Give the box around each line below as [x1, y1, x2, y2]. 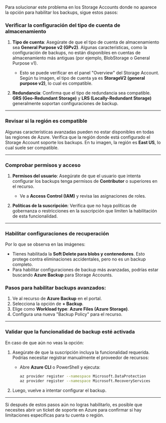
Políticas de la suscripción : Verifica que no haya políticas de [12, 203, 137, 209]
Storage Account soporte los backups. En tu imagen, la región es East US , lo [5, 139, 161, 145]
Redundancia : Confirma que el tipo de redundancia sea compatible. [12, 90, 151, 96]
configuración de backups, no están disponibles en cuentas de [12, 50, 141, 56]
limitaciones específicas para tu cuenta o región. [5, 412, 104, 418]
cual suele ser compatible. [5, 145, 59, 151]
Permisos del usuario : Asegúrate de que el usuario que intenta [12, 173, 141, 179]
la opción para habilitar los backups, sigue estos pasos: [5, 9, 119, 15]
